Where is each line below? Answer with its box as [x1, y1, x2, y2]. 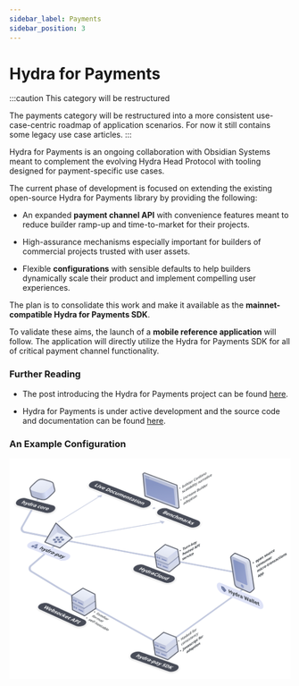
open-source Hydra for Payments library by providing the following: [9, 192, 258, 203]
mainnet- [245, 300, 281, 310]
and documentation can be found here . [21, 415, 167, 426]
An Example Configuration [9, 437, 127, 450]
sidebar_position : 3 [9, 23, 87, 33]
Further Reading [9, 368, 81, 380]
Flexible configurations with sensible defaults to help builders [21, 264, 252, 275]
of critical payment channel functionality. [9, 345, 160, 357]
